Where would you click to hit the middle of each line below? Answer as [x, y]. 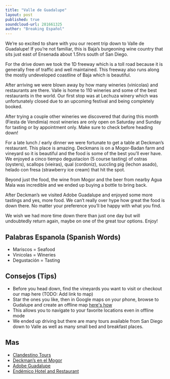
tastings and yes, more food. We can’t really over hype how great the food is [85, 200]
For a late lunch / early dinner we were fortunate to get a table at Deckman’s [84, 143]
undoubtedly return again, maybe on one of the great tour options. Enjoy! [82, 221]
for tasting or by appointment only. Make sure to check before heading [79, 128]
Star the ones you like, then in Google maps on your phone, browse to [86, 299]
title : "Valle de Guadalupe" [36, 10]
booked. [14, 107]
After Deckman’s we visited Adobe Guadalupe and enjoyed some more [79, 195]
